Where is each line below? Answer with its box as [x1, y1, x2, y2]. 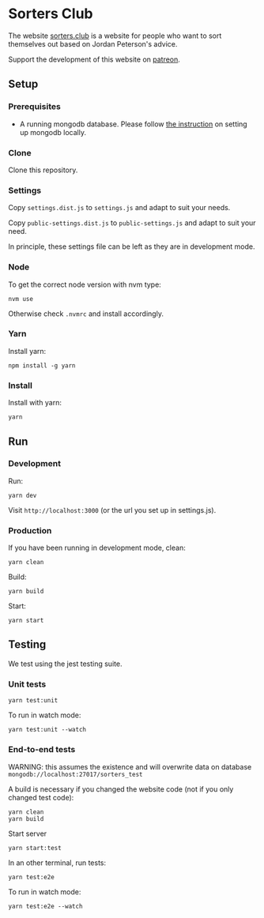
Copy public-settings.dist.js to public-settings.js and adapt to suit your [8, 218, 256, 228]
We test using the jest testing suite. [8, 659, 123, 668]
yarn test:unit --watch [8, 726, 87, 734]
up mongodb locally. [19, 127, 87, 137]
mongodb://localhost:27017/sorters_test [8, 770, 144, 778]
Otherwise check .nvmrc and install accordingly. [8, 309, 164, 318]
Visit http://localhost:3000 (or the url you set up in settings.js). [8, 505, 217, 514]
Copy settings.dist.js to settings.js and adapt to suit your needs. [8, 203, 231, 213]
